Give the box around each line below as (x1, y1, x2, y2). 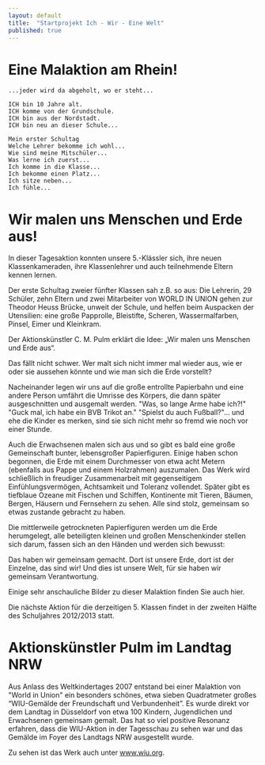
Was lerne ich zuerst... (8, 156, 90, 164)
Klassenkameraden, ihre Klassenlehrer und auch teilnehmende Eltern (8, 262, 233, 271)
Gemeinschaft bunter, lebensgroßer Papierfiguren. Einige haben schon (8, 448, 239, 458)
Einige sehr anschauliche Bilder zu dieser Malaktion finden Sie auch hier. (8, 587, 245, 597)
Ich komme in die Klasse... (8, 163, 101, 171)
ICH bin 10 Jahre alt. (8, 101, 83, 109)
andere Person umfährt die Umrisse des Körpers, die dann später (8, 390, 221, 401)
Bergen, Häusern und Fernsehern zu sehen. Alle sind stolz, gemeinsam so (8, 499, 250, 509)
